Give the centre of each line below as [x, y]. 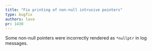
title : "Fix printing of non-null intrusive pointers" [64, 10]
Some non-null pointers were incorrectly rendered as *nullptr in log [76, 38]
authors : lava [20, 19]
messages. [17, 43]
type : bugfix [19, 14]
